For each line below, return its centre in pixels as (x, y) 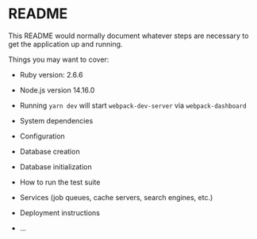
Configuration (42, 136)
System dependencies (56, 120)
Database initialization (56, 166)
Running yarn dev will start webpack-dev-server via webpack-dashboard (133, 105)
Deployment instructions (60, 212)
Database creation (50, 151)
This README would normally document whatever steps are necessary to (128, 36)
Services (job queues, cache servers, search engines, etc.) (116, 197)
